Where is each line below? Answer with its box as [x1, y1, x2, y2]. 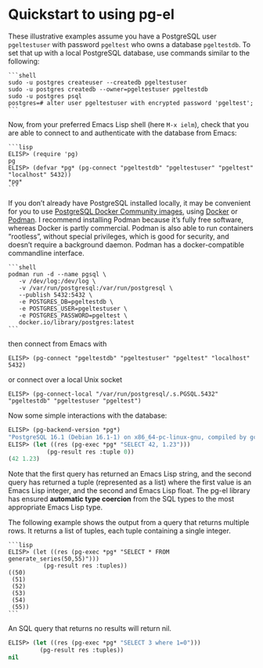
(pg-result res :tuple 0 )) [46, 447, 135, 456]
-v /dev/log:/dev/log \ [18, 277, 96, 285]
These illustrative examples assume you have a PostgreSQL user [8, 31, 217, 41]
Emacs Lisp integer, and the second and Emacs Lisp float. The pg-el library [8, 486, 250, 495]
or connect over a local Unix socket [8, 374, 123, 384]
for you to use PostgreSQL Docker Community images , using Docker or [8, 206, 238, 216]
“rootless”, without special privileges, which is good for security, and [8, 232, 229, 241]
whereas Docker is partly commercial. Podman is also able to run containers [8, 223, 254, 232]
